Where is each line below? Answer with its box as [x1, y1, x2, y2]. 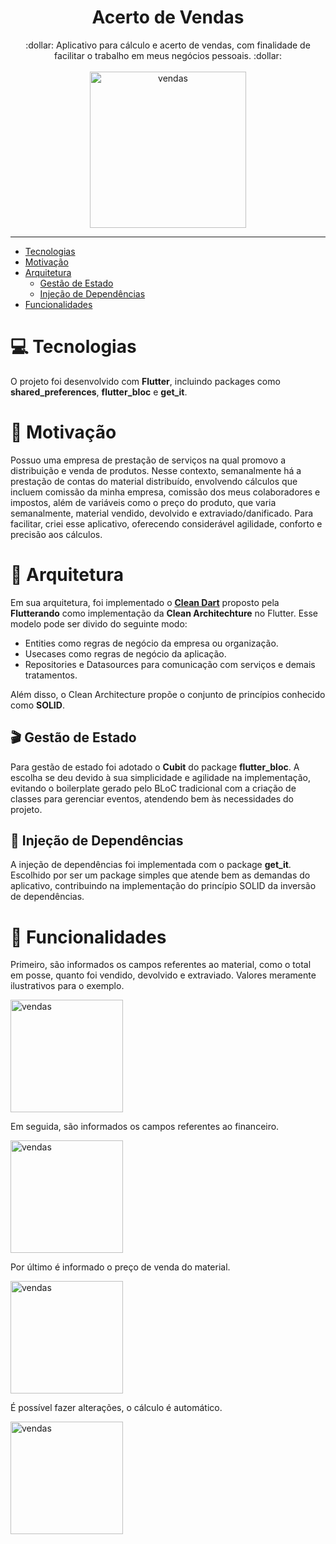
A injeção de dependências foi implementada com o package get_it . [10, 859, 292, 871]
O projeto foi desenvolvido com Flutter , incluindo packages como [10, 375, 281, 387]
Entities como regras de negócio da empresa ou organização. [24, 637, 279, 649]
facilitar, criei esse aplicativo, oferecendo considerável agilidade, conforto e [10, 517, 323, 530]
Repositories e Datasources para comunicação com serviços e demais [24, 658, 316, 670]
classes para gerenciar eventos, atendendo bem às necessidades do [10, 792, 294, 805]
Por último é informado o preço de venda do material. [10, 1261, 231, 1273]
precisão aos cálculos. [10, 528, 103, 540]
